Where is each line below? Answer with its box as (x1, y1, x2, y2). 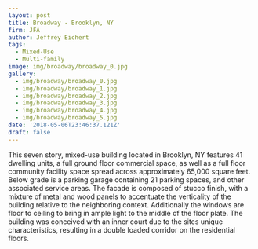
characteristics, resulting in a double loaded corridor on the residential (8, 225, 235, 234)
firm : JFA (8, 26, 41, 34)
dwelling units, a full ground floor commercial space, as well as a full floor (8, 158, 246, 167)
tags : (8, 41, 26, 49)
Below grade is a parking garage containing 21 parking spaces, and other (8, 174, 245, 185)
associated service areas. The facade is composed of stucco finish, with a (8, 183, 249, 192)
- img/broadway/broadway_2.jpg (15, 92, 118, 100)
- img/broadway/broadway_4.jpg (15, 107, 118, 115)
